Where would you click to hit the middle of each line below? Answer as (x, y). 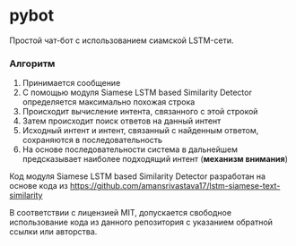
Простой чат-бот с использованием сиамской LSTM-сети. (122, 40)
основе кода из (39, 186)
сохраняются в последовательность (92, 140)
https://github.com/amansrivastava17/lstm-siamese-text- (175, 186)
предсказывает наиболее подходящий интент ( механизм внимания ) (155, 159)
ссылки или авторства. (53, 232)
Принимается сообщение (71, 83)
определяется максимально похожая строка (109, 102)
